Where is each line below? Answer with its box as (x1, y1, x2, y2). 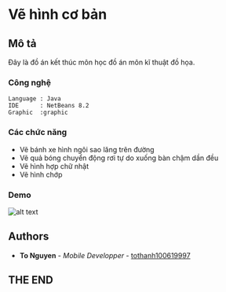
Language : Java (8, 95, 61, 103)
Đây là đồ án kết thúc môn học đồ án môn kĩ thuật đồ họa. (8, 57, 195, 67)
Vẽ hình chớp (19, 170, 63, 179)
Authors (8, 230, 49, 243)
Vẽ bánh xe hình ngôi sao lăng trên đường (19, 144, 155, 154)
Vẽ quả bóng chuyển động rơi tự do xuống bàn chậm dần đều (19, 153, 219, 162)
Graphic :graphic (8, 108, 68, 117)
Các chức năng (8, 127, 67, 138)
